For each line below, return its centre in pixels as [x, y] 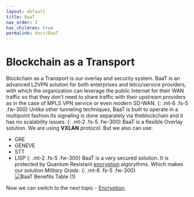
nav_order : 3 [22, 22]
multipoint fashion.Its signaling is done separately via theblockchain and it [95, 116]
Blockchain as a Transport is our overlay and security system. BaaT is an [93, 78]
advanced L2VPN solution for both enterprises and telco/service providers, [96, 85]
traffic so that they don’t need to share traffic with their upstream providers [96, 97]
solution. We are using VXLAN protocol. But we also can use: [80, 128]
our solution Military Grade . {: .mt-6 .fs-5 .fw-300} [75, 171]
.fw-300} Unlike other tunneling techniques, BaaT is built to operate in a [92, 109]
